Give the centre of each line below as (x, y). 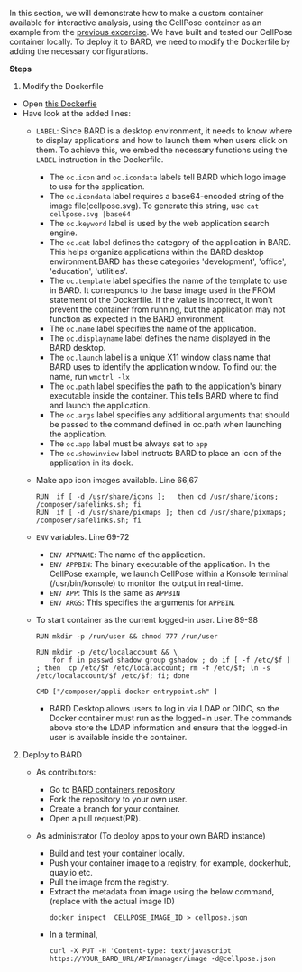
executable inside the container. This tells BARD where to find (164, 395)
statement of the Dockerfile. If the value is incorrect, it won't (161, 300)
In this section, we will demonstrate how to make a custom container (137, 13)
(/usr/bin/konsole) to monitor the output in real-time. (146, 583)
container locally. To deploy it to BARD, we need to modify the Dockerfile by (150, 41)
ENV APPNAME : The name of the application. (127, 555)
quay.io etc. (71, 872)
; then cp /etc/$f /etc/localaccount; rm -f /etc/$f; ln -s (153, 668)
